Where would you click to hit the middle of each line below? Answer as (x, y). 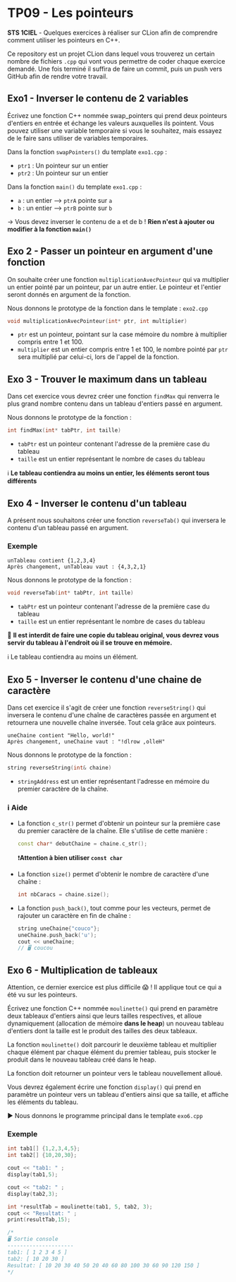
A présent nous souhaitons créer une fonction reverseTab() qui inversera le (117, 520)
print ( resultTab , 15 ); (39, 1220)
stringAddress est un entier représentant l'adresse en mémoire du (113, 781)
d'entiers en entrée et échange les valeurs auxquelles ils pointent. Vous (111, 123)
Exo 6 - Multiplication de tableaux (83, 970)
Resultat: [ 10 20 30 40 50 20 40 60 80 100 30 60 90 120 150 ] (104, 1265)
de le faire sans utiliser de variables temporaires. (78, 138)
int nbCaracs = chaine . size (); (63, 894)
